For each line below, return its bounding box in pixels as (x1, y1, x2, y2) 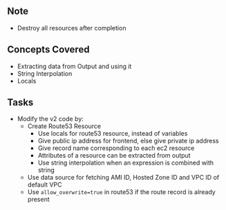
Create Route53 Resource (27, 122, 102, 130)
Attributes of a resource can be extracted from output (37, 151, 191, 160)
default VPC (27, 180, 62, 189)
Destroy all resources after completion (17, 23, 126, 32)
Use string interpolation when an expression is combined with (37, 158, 214, 167)
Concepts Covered (7, 44, 90, 56)
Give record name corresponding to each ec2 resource (37, 144, 195, 152)
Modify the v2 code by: (17, 115, 84, 123)
